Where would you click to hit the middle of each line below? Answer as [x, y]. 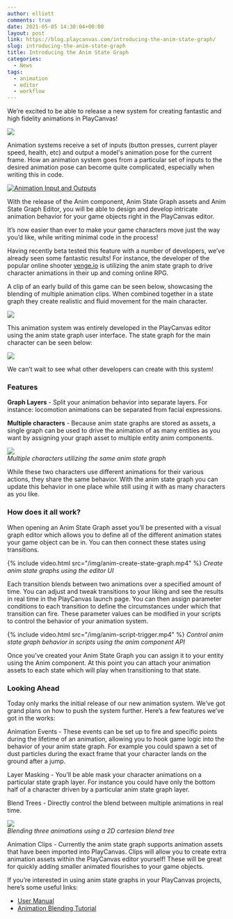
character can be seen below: [50, 343]
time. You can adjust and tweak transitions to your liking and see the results [115, 591]
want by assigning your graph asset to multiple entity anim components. [111, 438]
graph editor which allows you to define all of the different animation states [114, 535]
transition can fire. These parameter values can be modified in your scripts [114, 613]
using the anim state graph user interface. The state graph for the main [109, 336]
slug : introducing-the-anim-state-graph [67, 46]
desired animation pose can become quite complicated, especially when [111, 167]
